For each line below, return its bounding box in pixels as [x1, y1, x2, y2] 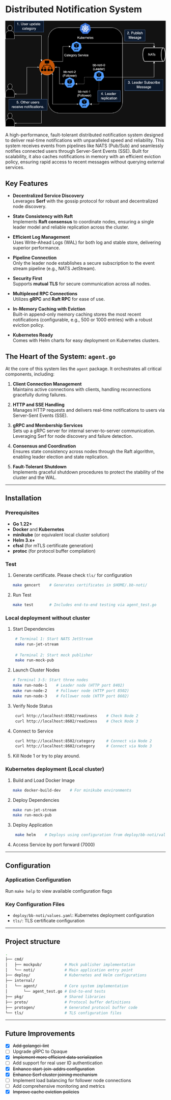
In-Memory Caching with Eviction [12, 306, 85, 312]
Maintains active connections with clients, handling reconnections [12, 386, 151, 392]
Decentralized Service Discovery [12, 192, 84, 199]
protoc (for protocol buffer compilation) [12, 548, 96, 554]
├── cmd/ [5, 956, 24, 962]
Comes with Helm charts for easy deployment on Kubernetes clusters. [12, 337, 160, 344]
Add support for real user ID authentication [12, 1060, 103, 1066]
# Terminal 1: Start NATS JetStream [15, 636, 93, 641]
